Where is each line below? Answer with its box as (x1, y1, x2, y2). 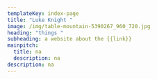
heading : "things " (7, 29, 64, 36)
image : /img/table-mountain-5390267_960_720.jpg (7, 23, 151, 30)
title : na (13, 49, 42, 56)
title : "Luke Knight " (7, 16, 73, 23)
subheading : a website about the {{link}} (7, 36, 132, 43)
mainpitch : (7, 42, 39, 49)
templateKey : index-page (7, 10, 79, 17)
